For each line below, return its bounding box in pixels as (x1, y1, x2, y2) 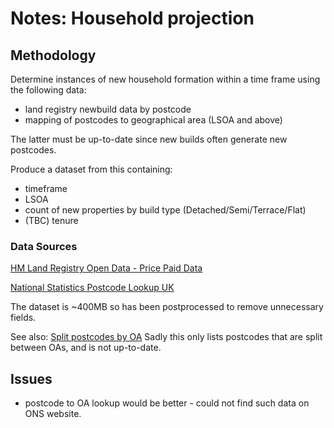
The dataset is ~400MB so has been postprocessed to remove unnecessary (10, 301, 324, 313)
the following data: (10, 84, 87, 96)
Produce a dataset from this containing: (10, 163, 173, 175)
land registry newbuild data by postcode (24, 103, 192, 115)
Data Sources (10, 239, 78, 253)
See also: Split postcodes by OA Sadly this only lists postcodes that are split (10, 331, 323, 343)
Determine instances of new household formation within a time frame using (10, 73, 321, 85)
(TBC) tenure (24, 215, 79, 226)
